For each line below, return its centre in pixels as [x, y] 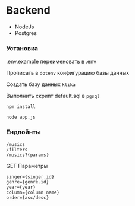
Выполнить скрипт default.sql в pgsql [53, 96]
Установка [22, 48]
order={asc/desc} [28, 197]
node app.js [21, 117]
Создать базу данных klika [41, 84]
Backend [28, 10]
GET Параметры [27, 166]
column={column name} [33, 192]
